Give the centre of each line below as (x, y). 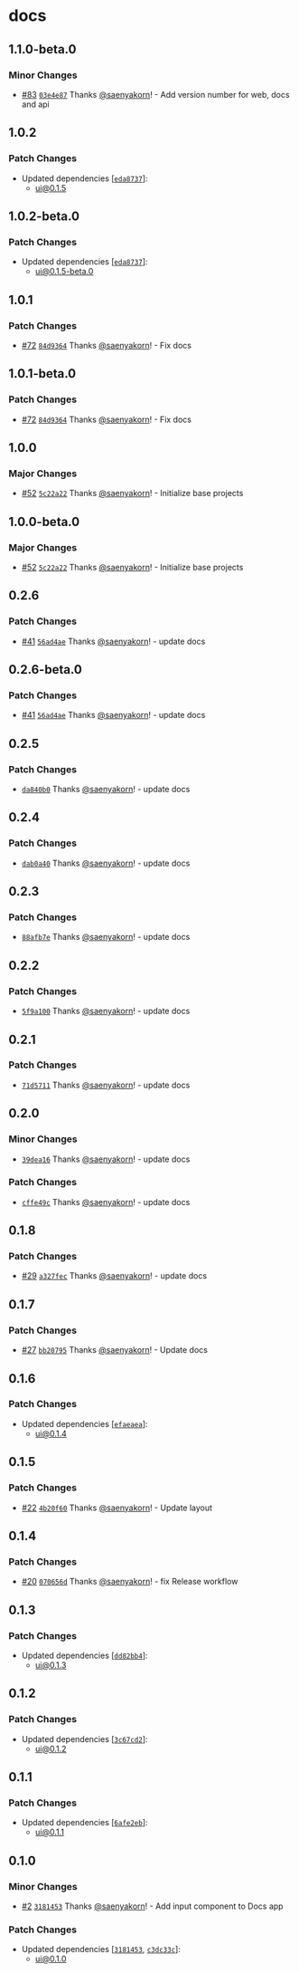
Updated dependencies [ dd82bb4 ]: (84, 1655)
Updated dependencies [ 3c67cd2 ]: (84, 1738)
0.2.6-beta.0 (45, 670)
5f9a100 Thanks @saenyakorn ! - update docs (106, 1011)
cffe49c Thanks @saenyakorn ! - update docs (106, 1202)
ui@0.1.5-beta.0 (64, 272)
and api (36, 104)
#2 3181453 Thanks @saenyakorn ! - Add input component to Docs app (152, 1906)
